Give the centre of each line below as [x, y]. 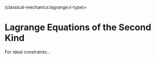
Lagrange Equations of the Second [78, 27]
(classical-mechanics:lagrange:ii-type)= [46, 7]
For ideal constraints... [28, 51]
